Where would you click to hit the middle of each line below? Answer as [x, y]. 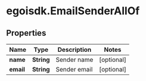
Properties [26, 33]
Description [74, 50]
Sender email [74, 69]
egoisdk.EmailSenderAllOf [73, 11]
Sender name [74, 60]
